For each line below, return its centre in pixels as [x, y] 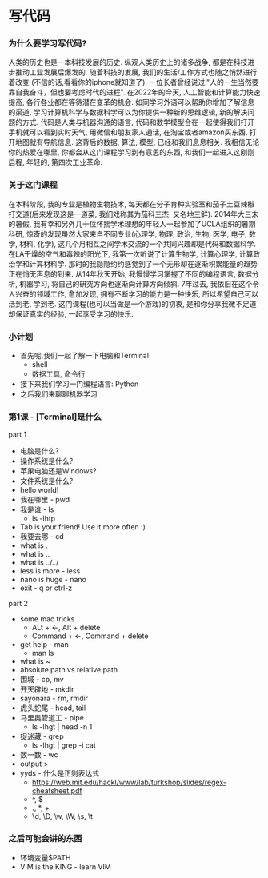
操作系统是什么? [46, 461]
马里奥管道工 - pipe [52, 718]
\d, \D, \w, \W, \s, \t [62, 816]
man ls [43, 653]
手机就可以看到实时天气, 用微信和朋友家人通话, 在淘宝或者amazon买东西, [128, 132]
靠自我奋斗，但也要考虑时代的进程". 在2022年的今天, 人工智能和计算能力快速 [134, 92]
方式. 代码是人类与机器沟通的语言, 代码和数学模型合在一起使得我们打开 [138, 122]
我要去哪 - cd [42, 537]
